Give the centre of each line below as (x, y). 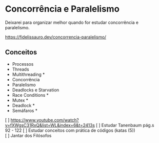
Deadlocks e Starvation (36, 90)
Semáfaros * (25, 110)
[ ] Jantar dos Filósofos (29, 135)
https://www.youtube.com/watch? (45, 120)
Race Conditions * (30, 95)
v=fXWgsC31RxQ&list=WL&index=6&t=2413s (50, 125)
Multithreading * (29, 74)
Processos (23, 64)
